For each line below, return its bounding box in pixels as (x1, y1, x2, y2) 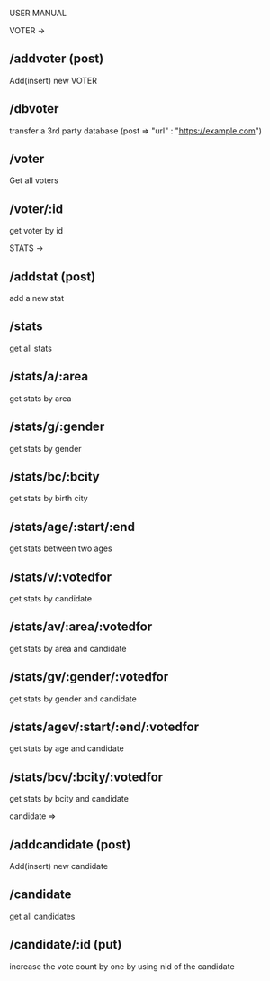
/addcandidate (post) (9, 837, 131, 852)
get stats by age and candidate (9, 743, 124, 754)
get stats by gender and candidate (9, 693, 137, 704)
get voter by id (9, 225, 64, 236)
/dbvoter (9, 101, 59, 116)
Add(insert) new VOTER (9, 75, 97, 86)
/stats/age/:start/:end (9, 518, 135, 535)
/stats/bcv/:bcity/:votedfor (9, 769, 164, 784)
